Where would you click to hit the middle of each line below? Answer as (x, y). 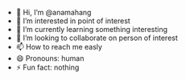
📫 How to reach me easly (59, 47)
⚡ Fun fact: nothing (48, 67)
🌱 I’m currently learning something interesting (91, 29)
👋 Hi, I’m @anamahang (54, 12)
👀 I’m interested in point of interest (73, 21)
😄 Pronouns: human (50, 58)
